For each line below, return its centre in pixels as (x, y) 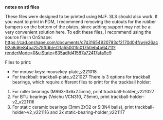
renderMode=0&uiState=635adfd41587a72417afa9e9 (58, 53)
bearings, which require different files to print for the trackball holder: (81, 82)
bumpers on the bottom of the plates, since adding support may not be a (78, 27)
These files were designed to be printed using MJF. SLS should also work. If (81, 16)
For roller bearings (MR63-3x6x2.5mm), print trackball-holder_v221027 (83, 91)
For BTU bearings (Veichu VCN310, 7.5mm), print (61, 97)
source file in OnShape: (28, 37)
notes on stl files (22, 7)
